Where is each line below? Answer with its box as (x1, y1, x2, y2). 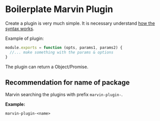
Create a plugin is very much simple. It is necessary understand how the (5, 20, 155, 26)
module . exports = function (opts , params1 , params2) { (5, 45, 123, 50)
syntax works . (5, 25, 34, 31)
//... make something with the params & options (10, 49, 114, 55)
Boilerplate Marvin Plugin (5, 4, 113, 15)
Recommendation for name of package (5, 78, 130, 87)
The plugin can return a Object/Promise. (5, 64, 89, 70)
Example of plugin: (5, 35, 44, 41)
